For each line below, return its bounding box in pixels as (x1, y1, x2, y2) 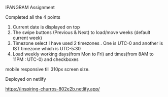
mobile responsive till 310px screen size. (5, 66, 90, 72)
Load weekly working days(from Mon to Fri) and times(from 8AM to (12, 51, 154, 57)
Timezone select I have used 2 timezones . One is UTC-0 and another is (12, 40, 163, 46)
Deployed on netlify (5, 76, 47, 82)
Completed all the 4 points (5, 14, 61, 20)
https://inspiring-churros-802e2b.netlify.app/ (5, 86, 100, 92)
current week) (12, 35, 42, 41)
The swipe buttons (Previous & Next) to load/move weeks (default (12, 29, 151, 35)
